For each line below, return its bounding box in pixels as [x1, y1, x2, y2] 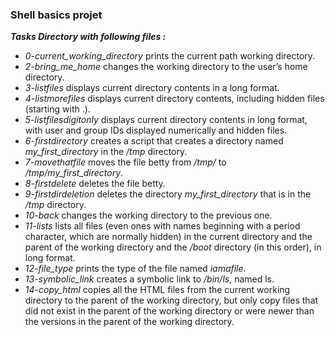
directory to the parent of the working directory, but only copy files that [24, 294, 319, 307]
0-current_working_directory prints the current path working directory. [24, 50, 316, 62]
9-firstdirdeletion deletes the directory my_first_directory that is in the [24, 188, 312, 200]
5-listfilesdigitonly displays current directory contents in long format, [24, 114, 308, 126]
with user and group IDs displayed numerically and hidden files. [24, 124, 288, 137]
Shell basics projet [10, 8, 103, 22]
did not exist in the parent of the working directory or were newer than [24, 305, 315, 317]
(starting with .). [24, 103, 91, 115]
